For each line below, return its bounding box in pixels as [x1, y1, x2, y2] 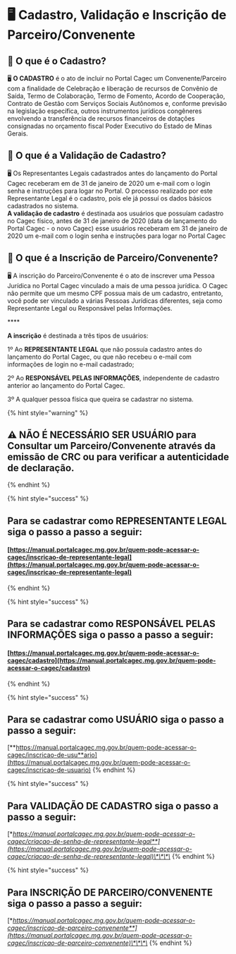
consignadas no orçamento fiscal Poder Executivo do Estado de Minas [7, 122, 213, 130]
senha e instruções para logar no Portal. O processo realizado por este [7, 186, 213, 195]
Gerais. [7, 129, 28, 138]
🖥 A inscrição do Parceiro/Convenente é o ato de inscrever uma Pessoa [7, 271, 215, 280]
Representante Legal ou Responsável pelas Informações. [7, 304, 173, 312]
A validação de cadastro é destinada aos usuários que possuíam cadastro [7, 209, 224, 217]
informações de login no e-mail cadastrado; [7, 359, 135, 369]
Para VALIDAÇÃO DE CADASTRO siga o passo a [7, 800, 219, 812]
